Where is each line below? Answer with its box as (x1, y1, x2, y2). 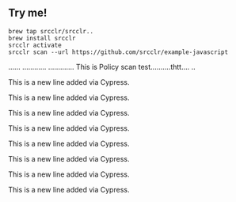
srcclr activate (8, 41, 62, 49)
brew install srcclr (8, 34, 77, 42)
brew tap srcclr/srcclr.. (8, 27, 93, 35)
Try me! (8, 6, 48, 20)
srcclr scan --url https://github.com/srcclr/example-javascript (8, 48, 228, 56)
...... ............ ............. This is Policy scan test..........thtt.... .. (8, 62, 196, 71)
